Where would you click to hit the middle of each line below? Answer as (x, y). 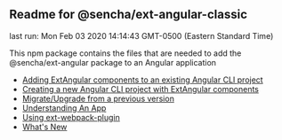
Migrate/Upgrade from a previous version (98, 98)
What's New (44, 127)
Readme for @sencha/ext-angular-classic (128, 15)
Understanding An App (64, 108)
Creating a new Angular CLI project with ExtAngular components (141, 89)
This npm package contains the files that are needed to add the (125, 53)
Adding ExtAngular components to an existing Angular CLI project (143, 80)
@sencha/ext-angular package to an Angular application (113, 62)
